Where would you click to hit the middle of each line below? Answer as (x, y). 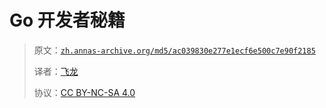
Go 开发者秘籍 (67, 20)
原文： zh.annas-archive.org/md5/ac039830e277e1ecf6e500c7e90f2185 (174, 50)
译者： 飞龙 (56, 71)
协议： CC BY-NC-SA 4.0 (84, 92)
